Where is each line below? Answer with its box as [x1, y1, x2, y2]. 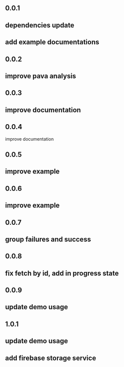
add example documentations [5, 38, 100, 46]
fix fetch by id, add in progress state [5, 269, 119, 277]
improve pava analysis [5, 72, 76, 80]
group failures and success [5, 235, 91, 243]
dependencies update [5, 21, 74, 29]
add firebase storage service [5, 354, 96, 362]
